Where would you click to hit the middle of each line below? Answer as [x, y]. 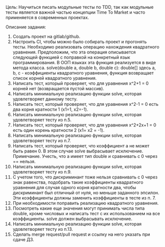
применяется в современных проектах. [47, 17]
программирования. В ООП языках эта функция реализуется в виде [84, 62]
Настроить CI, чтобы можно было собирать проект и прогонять [80, 42]
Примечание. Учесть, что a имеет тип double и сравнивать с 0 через [85, 156]
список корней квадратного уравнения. [55, 78]
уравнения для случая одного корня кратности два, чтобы [74, 187]
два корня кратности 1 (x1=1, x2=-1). [50, 109]
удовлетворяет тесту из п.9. [42, 172]
